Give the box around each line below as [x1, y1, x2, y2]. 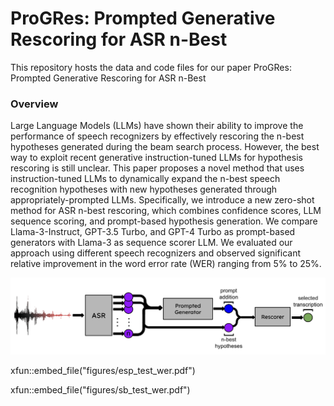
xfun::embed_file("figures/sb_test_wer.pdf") [10, 383, 191, 396]
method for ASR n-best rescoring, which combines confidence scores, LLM [10, 205, 322, 217]
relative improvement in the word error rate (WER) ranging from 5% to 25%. [10, 258, 322, 270]
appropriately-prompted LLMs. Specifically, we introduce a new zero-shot [10, 194, 315, 206]
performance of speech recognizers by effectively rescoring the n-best [10, 130, 305, 142]
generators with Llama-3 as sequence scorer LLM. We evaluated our [10, 237, 293, 249]
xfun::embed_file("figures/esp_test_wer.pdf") [10, 364, 196, 376]
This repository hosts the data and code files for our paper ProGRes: [10, 61, 292, 73]
